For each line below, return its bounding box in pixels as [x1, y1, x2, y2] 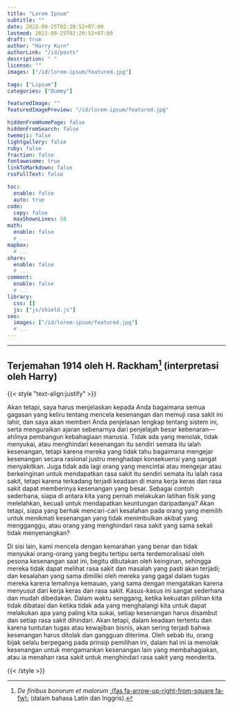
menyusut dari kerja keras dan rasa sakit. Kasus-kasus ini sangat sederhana [7, 586, 225, 595]
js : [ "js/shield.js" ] [13, 306, 76, 313]
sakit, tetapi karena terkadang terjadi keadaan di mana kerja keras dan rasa [7, 477, 222, 485]
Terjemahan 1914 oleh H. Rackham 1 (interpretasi [7, 358, 219, 372]
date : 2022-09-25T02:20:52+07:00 [7, 23, 104, 30]
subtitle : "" [7, 17, 45, 24]
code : [7, 202, 23, 209]
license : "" [7, 62, 42, 69]
